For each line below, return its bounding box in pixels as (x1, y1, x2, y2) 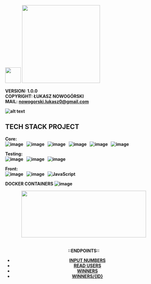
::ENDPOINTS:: (68, 248, 100, 254)
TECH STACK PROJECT (5, 123, 80, 131)
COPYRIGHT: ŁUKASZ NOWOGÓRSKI (5, 93, 84, 99)
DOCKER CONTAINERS (5, 180, 54, 186)
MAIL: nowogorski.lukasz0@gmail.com (5, 99, 89, 104)
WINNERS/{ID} (72, 273, 103, 279)
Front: (5, 165, 18, 171)
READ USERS (73, 263, 101, 269)
